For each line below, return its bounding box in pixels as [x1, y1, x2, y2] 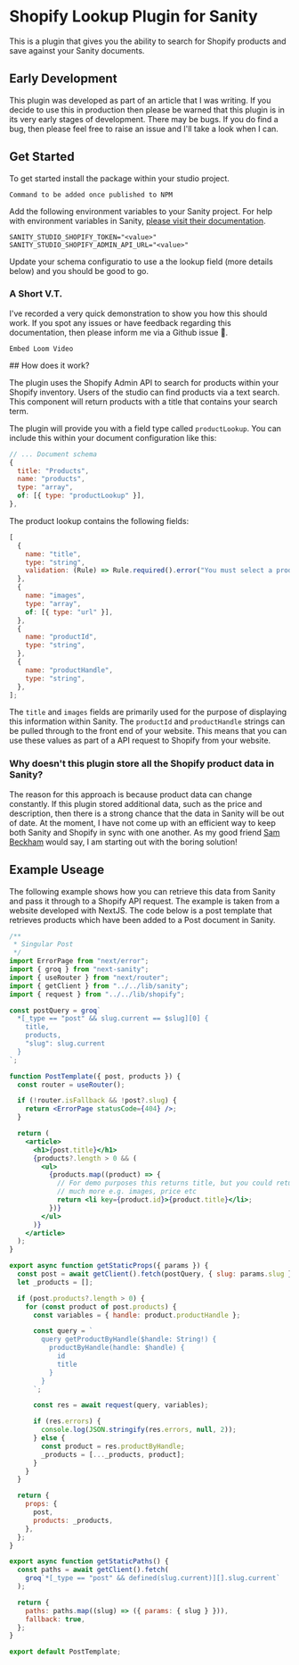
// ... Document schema [9, 449, 98, 459]
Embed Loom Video [9, 344, 74, 354]
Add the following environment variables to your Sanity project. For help [9, 205, 273, 216]
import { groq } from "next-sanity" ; [9, 965, 149, 974]
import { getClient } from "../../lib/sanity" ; [9, 981, 190, 990]
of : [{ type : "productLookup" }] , [17, 491, 145, 501]
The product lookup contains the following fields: [9, 515, 190, 526]
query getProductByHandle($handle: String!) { [41, 1335, 217, 1344]
